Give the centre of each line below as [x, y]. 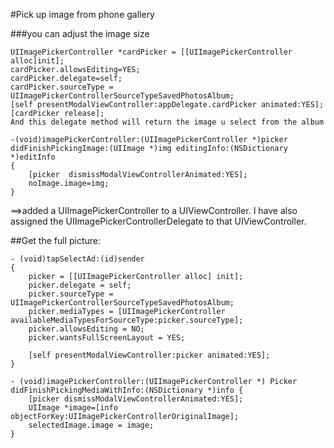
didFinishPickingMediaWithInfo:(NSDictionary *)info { [127, 390]
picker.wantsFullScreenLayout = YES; [107, 338]
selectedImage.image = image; [91, 425]
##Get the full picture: [56, 240]
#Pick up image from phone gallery [82, 14]
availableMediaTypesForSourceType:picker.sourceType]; [127, 320]
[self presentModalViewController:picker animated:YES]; [149, 355]
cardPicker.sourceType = [62, 87]
